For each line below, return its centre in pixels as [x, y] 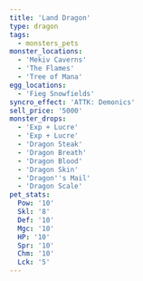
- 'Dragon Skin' [48, 170]
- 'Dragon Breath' [52, 152]
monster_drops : [38, 119]
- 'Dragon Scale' [50, 187]
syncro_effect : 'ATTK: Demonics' [72, 102]
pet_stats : [30, 195]
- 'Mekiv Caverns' [52, 60]
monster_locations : [46, 52]
